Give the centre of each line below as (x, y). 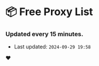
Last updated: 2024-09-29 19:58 (52, 47)
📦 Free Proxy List (49, 12)
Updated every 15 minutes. (45, 34)
